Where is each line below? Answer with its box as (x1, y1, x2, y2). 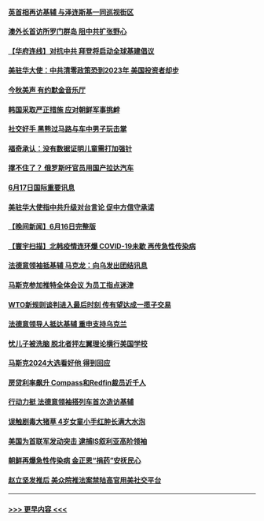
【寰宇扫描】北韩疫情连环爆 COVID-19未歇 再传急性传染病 (8, 241, 196, 251)
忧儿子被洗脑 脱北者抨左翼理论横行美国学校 (8, 339, 148, 348)
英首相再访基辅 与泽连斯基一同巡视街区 (8, 7, 134, 17)
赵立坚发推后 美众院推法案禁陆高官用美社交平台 (8, 475, 162, 485)
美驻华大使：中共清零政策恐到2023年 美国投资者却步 (8, 65, 179, 75)
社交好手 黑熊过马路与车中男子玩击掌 (8, 125, 127, 134)
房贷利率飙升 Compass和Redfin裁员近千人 (8, 378, 147, 387)
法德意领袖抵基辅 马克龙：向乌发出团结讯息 (8, 261, 148, 270)
